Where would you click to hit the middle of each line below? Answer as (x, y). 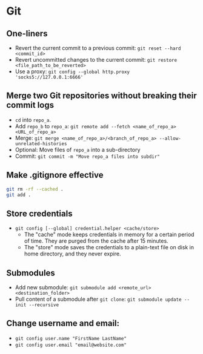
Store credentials (39, 213)
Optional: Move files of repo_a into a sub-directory (78, 149)
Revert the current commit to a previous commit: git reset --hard (98, 48)
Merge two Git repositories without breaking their (101, 96)
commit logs (30, 105)
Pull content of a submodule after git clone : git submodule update (98, 299)
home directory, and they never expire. (72, 254)
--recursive (44, 305)
